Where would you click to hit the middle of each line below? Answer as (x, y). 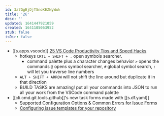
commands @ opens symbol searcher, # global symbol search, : (91, 66)
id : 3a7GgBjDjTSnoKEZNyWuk (33, 10)
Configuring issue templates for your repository (68, 108)
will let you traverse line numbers (61, 71)
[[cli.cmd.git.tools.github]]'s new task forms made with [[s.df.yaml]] (81, 97)
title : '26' (17, 14)
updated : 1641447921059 (30, 23)
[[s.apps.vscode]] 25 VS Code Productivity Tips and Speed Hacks (79, 51)
